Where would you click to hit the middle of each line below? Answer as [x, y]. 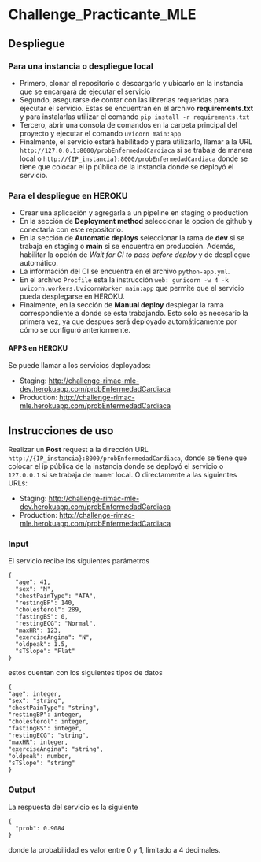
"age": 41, [33, 582]
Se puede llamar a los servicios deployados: [79, 366]
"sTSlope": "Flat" [46, 652]
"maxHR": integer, [38, 742]
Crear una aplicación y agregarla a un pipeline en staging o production [134, 213]
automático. [39, 263]
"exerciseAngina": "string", [56, 749]
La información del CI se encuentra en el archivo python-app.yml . [125, 271]
